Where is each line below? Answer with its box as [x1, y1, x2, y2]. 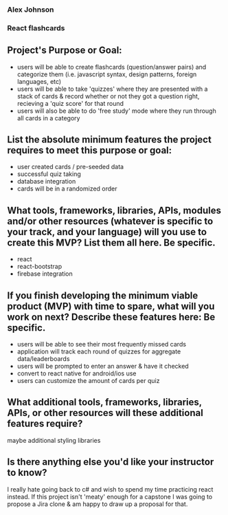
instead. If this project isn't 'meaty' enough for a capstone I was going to [7, 492, 213, 501]
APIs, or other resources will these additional [7, 407, 204, 419]
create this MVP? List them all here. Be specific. [7, 237, 216, 248]
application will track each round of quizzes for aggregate [16, 347, 181, 355]
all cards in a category [16, 113, 80, 122]
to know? [7, 467, 47, 479]
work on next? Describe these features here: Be [7, 311, 216, 322]
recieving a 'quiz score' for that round [16, 99, 124, 107]
